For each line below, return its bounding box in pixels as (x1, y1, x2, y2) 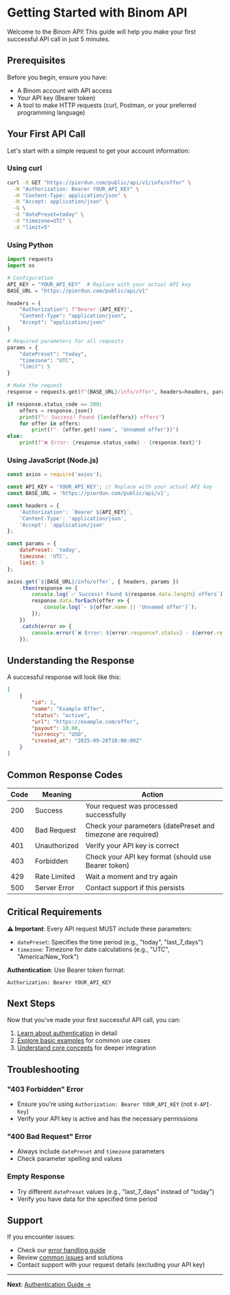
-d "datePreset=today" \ (13, 211, 84, 218)
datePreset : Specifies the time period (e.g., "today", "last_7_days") (16, 938, 204, 946)
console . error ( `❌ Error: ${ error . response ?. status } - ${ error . (31, 629, 217, 637)
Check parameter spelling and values (16, 1155, 123, 1163)
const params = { (7, 540, 57, 547)
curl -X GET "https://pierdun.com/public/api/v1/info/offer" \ (7, 179, 192, 186)
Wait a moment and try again (85, 872, 178, 881)
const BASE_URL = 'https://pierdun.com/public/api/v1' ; (7, 490, 170, 497)
